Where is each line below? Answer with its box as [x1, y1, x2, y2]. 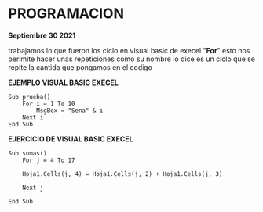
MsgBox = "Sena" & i [36, 107, 104, 115]
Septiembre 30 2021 [8, 31, 76, 40]
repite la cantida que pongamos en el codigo [8, 62, 153, 71]
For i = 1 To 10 [22, 100, 76, 108]
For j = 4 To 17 [22, 156, 76, 164]
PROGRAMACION [8, 5, 124, 23]
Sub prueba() [8, 93, 51, 101]
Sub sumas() [8, 149, 47, 157]
